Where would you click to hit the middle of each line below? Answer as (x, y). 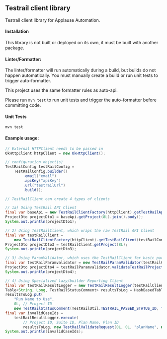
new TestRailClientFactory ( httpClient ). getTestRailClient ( (77, 240)
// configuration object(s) (34, 162)
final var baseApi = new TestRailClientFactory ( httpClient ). (70, 212)
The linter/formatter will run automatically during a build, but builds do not (81, 70)
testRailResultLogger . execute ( (46, 318)
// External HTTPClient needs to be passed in (54, 148)
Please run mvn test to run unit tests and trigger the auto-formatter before (81, 100)
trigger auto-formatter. (28, 81)
